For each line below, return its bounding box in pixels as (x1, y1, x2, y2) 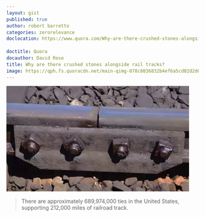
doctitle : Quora (6, 49, 48, 55)
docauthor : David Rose (6, 55, 64, 61)
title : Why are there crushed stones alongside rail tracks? (6, 61, 165, 67)
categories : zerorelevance (6, 29, 75, 35)
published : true (6, 16, 48, 23)
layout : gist (6, 10, 40, 16)
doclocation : (6, 35, 40, 42)
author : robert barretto (6, 23, 70, 29)
